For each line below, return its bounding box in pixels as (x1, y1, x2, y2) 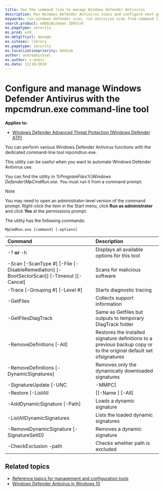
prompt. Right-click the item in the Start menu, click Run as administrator (5, 203, 153, 209)
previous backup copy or (95, 341, 153, 348)
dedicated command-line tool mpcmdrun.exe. (5, 149, 97, 155)
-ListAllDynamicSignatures (7, 415, 70, 421)
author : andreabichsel (5, 52, 51, 58)
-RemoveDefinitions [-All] (7, 341, 68, 348)
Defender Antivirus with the (5, 94, 120, 104)
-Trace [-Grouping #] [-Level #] (7, 287, 82, 294)
